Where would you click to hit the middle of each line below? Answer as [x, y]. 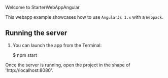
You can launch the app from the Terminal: [57, 45]
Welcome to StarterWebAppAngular [43, 7]
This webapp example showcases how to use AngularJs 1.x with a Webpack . [84, 17]
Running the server [36, 33]
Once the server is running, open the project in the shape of [68, 65]
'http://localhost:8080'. [29, 70]
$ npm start [25, 55]
